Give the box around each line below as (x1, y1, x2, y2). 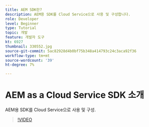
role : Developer (5, 16, 39, 21)
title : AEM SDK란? (5, 7, 42, 12)
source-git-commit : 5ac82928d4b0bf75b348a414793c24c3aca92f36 (5, 48, 137, 53)
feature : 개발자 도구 (5, 35, 45, 40)
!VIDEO (17, 117, 32, 123)
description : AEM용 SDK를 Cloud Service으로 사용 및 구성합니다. (5, 12, 131, 17)
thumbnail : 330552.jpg (5, 44, 52, 49)
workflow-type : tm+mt (5, 53, 50, 58)
